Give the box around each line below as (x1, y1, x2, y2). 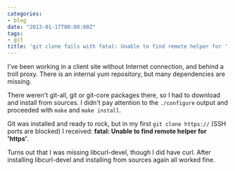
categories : (7, 10, 42, 18)
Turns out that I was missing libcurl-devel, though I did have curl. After (7, 148, 211, 156)
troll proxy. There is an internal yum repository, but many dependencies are (7, 70, 225, 78)
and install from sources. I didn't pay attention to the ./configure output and (7, 99, 229, 106)
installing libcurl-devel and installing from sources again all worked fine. (7, 156, 216, 164)
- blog (7, 17, 27, 24)
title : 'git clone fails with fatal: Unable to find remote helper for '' (7, 43, 231, 50)
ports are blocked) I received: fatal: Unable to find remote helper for (7, 127, 207, 135)
